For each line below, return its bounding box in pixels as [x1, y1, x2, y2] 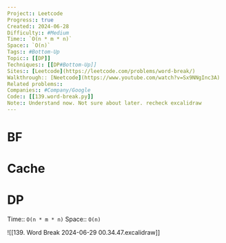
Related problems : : [7, 81, 63, 87]
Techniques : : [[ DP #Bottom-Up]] [7, 61, 97, 68]
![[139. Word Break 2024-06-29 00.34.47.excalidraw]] [7, 229, 161, 237]
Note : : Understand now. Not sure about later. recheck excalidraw [7, 100, 202, 107]
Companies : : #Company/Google [7, 87, 91, 94]
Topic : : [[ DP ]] [7, 55, 51, 62]
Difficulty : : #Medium [7, 29, 70, 36]
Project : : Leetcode [7, 10, 63, 17]
